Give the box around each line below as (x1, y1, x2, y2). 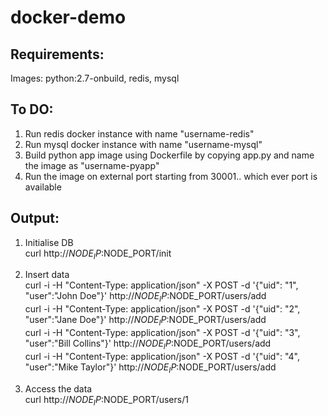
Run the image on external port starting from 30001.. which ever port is (24, 170, 318, 182)
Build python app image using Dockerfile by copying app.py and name (24, 149, 315, 161)
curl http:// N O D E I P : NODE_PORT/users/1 (24, 393, 189, 408)
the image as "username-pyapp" (24, 159, 160, 171)
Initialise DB (24, 236, 74, 248)
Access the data (24, 382, 93, 395)
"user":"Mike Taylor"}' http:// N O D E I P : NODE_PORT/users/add (24, 361, 277, 375)
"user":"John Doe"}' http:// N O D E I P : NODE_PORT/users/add (24, 290, 267, 305)
